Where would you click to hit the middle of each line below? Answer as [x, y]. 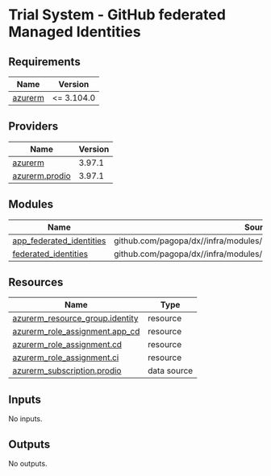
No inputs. [25, 419]
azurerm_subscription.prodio [67, 370]
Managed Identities [75, 32]
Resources [36, 282]
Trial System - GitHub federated [117, 15]
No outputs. [28, 464]
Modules [31, 204]
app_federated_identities [59, 241]
